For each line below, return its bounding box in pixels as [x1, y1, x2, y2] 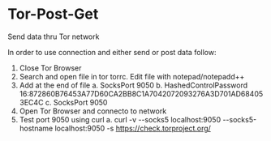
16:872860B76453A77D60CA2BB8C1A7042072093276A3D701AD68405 [19, 88, 264, 98]
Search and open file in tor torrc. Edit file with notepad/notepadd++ [19, 71, 245, 81]
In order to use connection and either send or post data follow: [7, 47, 217, 57]
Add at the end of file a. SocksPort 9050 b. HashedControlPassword [19, 80, 248, 90]
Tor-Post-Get [7, 5, 99, 23]
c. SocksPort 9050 [45, 97, 108, 107]
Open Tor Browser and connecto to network [19, 106, 167, 116]
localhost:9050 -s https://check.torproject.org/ [54, 123, 212, 133]
